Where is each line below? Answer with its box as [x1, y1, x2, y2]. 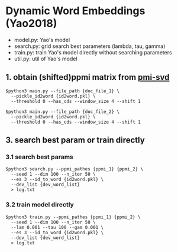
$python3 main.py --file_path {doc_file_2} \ [5, 108, 119, 115]
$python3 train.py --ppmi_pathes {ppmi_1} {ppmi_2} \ [5, 214, 141, 220]
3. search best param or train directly [5, 135, 145, 146]
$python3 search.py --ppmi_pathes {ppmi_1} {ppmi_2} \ [5, 166, 144, 172]
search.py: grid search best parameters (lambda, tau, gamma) [14, 43, 166, 50]
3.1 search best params [5, 153, 73, 161]
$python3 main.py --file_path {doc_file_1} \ [5, 88, 119, 94]
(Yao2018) [5, 17, 57, 30]
